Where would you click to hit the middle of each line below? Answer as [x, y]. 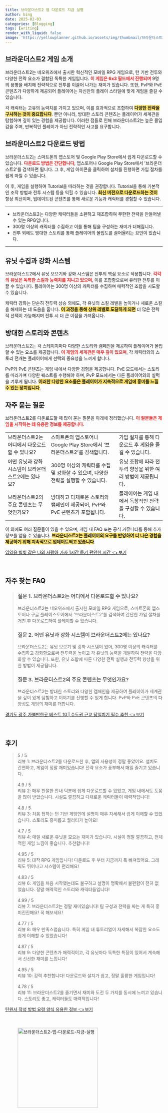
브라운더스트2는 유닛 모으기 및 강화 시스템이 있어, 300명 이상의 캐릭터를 [87, 646]
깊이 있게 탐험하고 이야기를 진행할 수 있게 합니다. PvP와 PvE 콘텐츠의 [90, 698]
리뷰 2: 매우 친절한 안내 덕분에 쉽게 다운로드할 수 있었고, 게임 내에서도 [85, 791]
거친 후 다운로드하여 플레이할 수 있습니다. [57, 621]
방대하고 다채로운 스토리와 [80, 497]
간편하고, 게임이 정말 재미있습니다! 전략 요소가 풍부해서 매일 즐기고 [82, 768]
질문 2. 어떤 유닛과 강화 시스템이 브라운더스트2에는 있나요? [83, 635]
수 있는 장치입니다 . [23, 388]
